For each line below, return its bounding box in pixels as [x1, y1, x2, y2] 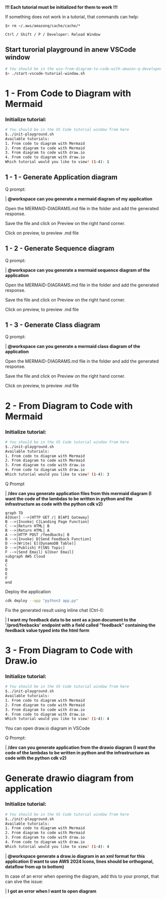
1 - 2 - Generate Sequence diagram [5, 244, 115, 253]
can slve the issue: [5, 878, 43, 884]
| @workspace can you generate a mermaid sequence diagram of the [5, 267, 150, 273]
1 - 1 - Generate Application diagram [5, 173, 118, 181]
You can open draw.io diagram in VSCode [5, 726, 90, 731]
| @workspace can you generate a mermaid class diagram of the [5, 343, 141, 349]
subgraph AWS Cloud [5, 554, 45, 559]
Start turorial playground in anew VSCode [5, 46, 136, 54]
